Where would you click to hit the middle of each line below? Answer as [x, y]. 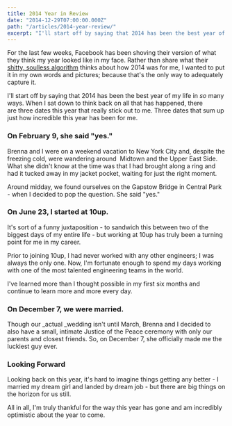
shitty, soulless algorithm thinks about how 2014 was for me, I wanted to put [116, 67]
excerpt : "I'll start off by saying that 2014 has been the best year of [116, 33]
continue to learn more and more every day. [70, 291]
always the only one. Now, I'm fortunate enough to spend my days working [114, 263]
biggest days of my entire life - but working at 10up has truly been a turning [115, 234]
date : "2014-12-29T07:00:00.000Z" [57, 20]
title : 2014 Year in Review [48, 14]
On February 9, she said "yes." [60, 136]
